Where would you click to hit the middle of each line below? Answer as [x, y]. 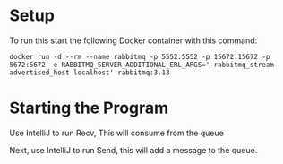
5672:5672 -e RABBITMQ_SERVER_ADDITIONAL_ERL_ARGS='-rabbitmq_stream [142, 65]
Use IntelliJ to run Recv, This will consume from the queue [116, 133]
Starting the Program [89, 108]
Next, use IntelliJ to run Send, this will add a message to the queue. [133, 150]
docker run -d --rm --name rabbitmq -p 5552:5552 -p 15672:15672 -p [140, 56]
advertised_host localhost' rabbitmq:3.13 [90, 73]
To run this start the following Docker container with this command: [133, 40]
